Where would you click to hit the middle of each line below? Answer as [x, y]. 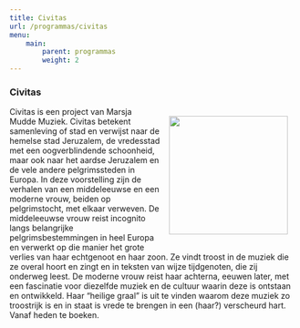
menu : [20, 35]
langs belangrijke [41, 228]
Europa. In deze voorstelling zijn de [75, 179]
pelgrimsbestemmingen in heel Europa [82, 238]
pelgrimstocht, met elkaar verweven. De [84, 209]
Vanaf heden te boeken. [54, 315]
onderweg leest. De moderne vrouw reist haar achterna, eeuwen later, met [150, 277]
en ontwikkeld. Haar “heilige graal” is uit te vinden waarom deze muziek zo [150, 296]
